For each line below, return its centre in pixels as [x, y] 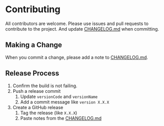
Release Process [32, 73]
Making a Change [34, 45]
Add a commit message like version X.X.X [65, 102]
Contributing [33, 9]
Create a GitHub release [38, 107]
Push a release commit [37, 91]
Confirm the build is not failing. [45, 86]
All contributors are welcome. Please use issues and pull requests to [77, 23]
